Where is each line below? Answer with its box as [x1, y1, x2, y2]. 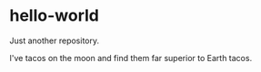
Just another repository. [9, 35, 100, 46]
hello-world [9, 5, 100, 26]
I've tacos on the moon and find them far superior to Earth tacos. [9, 52, 253, 63]
